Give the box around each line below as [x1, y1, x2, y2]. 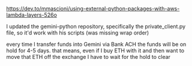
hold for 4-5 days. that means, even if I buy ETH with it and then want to [6, 47, 185, 54]
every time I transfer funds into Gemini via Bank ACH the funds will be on [6, 41, 187, 48]
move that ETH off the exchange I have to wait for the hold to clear [6, 54, 171, 60]
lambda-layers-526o [6, 11, 57, 18]
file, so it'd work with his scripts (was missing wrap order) [6, 29, 149, 36]
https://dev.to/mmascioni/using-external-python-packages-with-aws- [6, 5, 180, 12]
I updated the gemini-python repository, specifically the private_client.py [6, 23, 186, 30]
